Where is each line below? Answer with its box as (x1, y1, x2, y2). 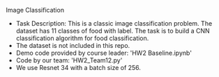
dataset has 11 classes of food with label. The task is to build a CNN (15, 27, 210, 35)
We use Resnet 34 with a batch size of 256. (15, 64, 142, 71)
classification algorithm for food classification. (15, 34, 149, 42)
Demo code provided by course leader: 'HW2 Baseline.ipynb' (15, 49, 192, 57)
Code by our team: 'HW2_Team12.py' (15, 56, 123, 65)
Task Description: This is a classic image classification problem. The (15, 19, 213, 27)
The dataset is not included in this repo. (15, 42, 130, 49)
